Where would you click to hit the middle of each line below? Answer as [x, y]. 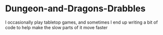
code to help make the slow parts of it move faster [56, 27]
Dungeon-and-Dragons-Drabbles [75, 9]
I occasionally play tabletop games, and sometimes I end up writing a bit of [81, 22]
